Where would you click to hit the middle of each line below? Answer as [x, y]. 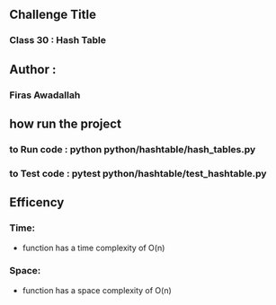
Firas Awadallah [45, 95]
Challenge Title [53, 15]
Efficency [37, 202]
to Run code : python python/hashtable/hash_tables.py [133, 149]
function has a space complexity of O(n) [97, 290]
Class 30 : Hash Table [58, 40]
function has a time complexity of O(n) [93, 248]
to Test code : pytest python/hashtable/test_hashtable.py [138, 173]
